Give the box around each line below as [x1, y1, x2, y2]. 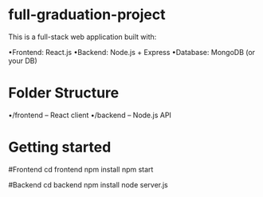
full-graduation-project [8, 6, 166, 24]
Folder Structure [8, 84, 120, 102]
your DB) [8, 56, 37, 65]
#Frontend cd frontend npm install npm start [8, 164, 154, 174]
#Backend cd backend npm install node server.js [8, 179, 169, 189]
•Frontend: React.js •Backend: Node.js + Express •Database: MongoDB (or [8, 47, 256, 57]
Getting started [8, 138, 112, 156]
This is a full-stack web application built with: [8, 32, 157, 41]
